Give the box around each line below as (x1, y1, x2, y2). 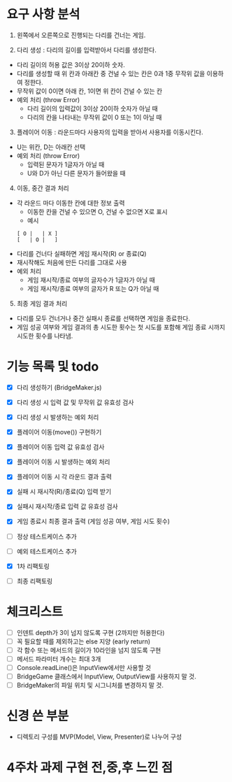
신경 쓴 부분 (6, 708, 69, 724)
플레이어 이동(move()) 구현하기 (16, 428, 102, 436)
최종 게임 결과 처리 (16, 299, 68, 308)
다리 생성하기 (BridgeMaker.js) (16, 383, 102, 392)
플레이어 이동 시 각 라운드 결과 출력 (16, 473, 113, 481)
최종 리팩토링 (16, 576, 53, 585)
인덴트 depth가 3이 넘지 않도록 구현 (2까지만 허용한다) (16, 628, 165, 637)
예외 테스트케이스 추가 (16, 547, 78, 555)
